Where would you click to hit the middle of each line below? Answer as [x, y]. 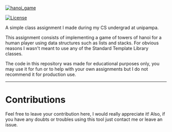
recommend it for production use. [41, 74]
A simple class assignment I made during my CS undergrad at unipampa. [82, 28]
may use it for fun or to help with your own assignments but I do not [77, 69]
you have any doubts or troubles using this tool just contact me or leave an [84, 119]
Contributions [35, 100]
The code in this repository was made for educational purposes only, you [82, 63]
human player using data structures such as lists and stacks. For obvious [82, 43]
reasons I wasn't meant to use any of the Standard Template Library [77, 48]
